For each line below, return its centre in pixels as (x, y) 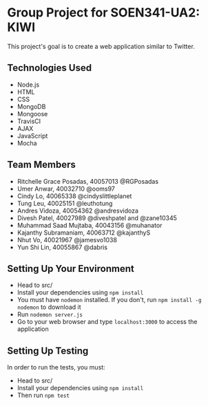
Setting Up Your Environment (71, 269)
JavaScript (32, 136)
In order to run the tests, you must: (56, 367)
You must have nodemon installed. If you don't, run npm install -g (109, 300)
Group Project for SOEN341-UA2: (104, 13)
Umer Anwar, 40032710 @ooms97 (66, 189)
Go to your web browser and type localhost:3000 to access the (107, 322)
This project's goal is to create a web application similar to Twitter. (101, 46)
